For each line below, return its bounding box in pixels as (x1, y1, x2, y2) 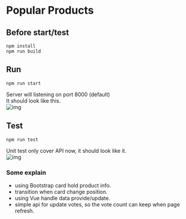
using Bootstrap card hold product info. (14, 181, 112, 189)
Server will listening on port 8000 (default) (6, 91, 111, 98)
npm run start (6, 80, 42, 87)
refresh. (14, 207, 34, 214)
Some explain (6, 168, 46, 177)
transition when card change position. (14, 188, 108, 195)
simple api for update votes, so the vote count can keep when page (14, 201, 180, 208)
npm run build (6, 48, 42, 54)
